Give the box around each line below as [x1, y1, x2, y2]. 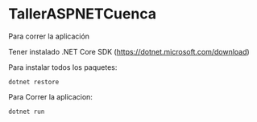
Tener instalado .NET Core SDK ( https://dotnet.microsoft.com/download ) [8, 47, 250, 56]
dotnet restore [8, 78, 60, 86]
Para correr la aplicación [8, 31, 90, 41]
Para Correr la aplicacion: [8, 91, 93, 101]
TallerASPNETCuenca [8, 5, 157, 23]
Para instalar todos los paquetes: [8, 62, 118, 72]
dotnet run [8, 108, 45, 116]
